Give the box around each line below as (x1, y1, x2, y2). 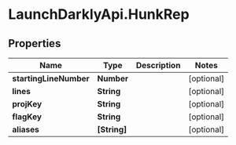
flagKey (12, 111, 42, 122)
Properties (8, 37, 61, 50)
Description (135, 60, 181, 71)
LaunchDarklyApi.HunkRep (8, 5, 190, 24)
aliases (12, 124, 39, 135)
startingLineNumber (12, 73, 90, 84)
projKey (12, 99, 42, 109)
